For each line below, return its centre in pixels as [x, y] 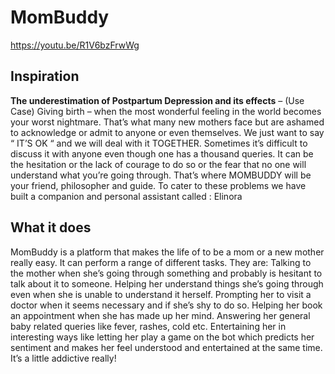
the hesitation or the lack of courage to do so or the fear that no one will [158, 164]
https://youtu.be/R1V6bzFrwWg [75, 45]
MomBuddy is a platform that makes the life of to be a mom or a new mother [167, 252]
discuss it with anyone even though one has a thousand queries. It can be [162, 153]
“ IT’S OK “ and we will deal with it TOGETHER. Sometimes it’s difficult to [159, 143]
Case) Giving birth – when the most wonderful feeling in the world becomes [166, 111]
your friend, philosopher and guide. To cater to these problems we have [158, 185]
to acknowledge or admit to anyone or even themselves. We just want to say [167, 132]
